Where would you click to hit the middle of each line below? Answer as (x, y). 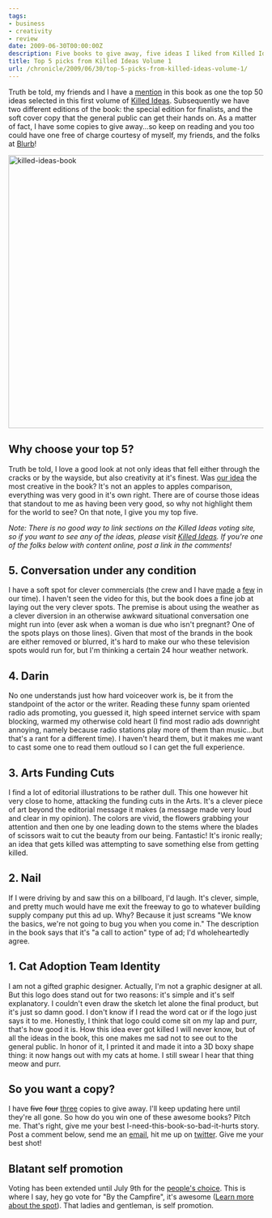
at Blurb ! (23, 144)
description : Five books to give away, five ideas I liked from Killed (132, 54)
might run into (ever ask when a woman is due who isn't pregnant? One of (132, 624)
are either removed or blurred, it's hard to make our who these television (129, 641)
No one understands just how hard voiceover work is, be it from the (121, 696)
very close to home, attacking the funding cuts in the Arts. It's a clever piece (136, 801)
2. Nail (25, 878)
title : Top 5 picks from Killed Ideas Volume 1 (90, 62)
